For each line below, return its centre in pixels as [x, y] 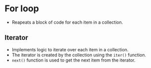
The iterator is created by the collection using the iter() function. [79, 55]
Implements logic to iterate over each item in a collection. [70, 49]
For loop [22, 9]
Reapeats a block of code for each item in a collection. [67, 22]
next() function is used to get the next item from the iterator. [74, 60]
